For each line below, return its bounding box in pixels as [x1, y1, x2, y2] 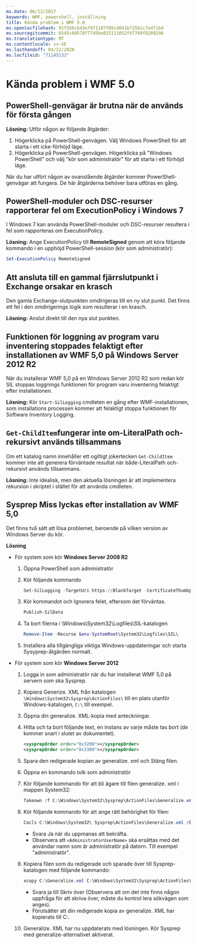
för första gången [6, 110, 72, 120]
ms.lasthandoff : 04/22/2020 [6, 47, 75, 53]
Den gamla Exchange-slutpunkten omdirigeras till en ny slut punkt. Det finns [6, 297, 190, 304]
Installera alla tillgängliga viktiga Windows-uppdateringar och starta [23, 642, 186, 649]
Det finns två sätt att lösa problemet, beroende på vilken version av [6, 524, 168, 531]
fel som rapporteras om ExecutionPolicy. [6, 227, 104, 235]
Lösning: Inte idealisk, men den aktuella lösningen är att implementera [6, 476, 176, 484]
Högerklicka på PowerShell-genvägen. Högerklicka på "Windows [14, 149, 172, 156]
